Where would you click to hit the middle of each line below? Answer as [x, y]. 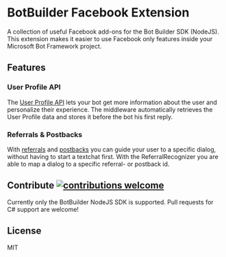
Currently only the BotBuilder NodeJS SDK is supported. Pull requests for [110, 202]
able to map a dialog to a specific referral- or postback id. [88, 164]
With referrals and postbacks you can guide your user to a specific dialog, [112, 149]
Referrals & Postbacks [45, 134]
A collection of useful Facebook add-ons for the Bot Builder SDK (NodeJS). [113, 32]
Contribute [31, 185]
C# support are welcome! [43, 209]
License [24, 231]
